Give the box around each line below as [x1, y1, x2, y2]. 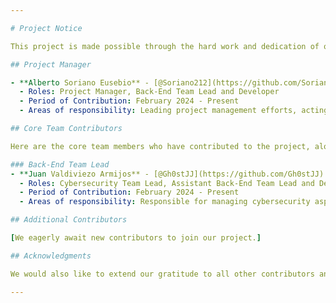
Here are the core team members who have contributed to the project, [10, 141, 311, 151]
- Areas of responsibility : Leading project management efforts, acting [19, 106, 329, 116]
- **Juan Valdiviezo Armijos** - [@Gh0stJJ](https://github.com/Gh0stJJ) [10, 169, 325, 179]
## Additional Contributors [10, 215, 128, 225]
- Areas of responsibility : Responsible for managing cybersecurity [19, 197, 311, 207]
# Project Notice [10, 23, 83, 33]
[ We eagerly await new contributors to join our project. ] [10, 233, 262, 243]
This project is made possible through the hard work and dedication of [10, 41, 320, 51]
